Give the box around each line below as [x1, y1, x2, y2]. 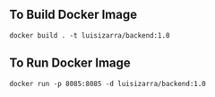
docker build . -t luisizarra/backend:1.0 [9, 31, 170, 40]
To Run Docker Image [9, 56, 132, 71]
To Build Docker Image [9, 7, 137, 22]
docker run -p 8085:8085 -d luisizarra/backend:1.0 [9, 79, 206, 88]
